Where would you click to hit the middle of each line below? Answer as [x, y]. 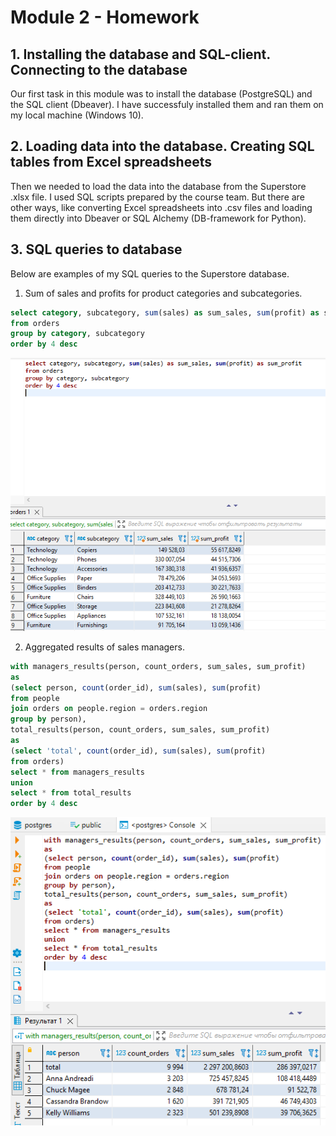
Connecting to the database [99, 69]
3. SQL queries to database [96, 249]
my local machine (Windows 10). [77, 115]
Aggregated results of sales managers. [104, 647]
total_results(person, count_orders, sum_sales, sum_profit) [140, 730]
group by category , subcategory [77, 334]
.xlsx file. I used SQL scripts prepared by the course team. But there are [157, 197]
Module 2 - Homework [105, 17]
